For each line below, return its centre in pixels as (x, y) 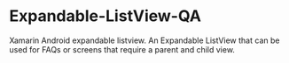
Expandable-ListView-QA (105, 16)
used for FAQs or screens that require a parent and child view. (122, 49)
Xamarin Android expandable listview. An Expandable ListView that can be (144, 40)
